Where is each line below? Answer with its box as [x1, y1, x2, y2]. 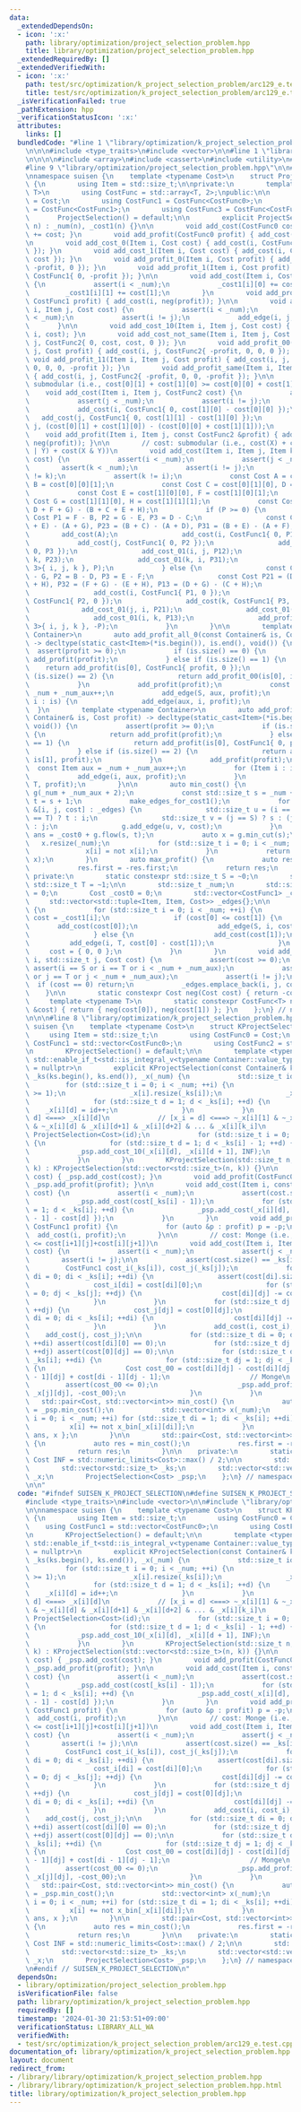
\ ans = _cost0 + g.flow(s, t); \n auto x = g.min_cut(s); [25, 830, 291, 839]
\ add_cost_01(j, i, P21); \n [25, 605, 182, 614]
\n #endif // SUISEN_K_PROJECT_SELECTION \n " [25, 1964, 191, 1973]
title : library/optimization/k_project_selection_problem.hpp [9, 2089, 246, 2099]
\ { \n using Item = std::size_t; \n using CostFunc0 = [25, 1514, 287, 1523]
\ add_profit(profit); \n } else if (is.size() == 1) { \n [25, 656, 287, 665]
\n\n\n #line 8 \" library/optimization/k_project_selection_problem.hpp [25, 1013, 298, 1022]
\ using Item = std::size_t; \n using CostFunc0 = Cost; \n [25, 1030, 291, 1039]
